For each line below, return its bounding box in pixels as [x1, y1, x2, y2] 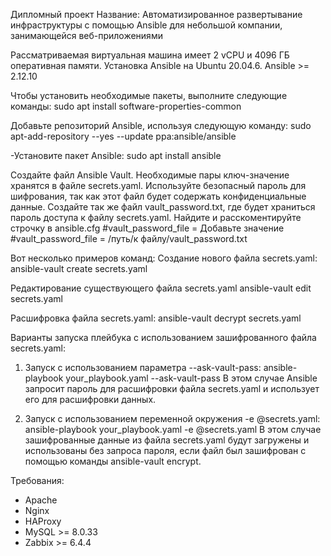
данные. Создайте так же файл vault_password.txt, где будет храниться [10, 201, 316, 213]
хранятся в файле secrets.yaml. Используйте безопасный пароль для [10, 180, 307, 191]
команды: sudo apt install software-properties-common [10, 100, 242, 112]
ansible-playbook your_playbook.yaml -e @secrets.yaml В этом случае [24, 424, 322, 435]
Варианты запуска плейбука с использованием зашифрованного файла [10, 332, 317, 343]
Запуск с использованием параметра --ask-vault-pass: [24, 362, 262, 373]
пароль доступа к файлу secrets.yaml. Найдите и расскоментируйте [10, 212, 302, 223]
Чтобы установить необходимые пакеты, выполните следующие [10, 90, 288, 101]
